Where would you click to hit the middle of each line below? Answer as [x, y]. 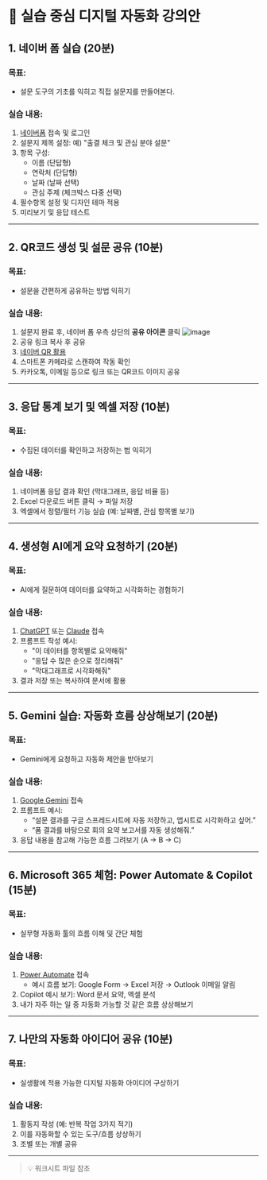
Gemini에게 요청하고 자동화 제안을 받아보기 [86, 759]
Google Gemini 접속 [51, 800]
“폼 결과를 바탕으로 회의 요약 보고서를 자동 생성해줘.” [113, 830]
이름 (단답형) [51, 163]
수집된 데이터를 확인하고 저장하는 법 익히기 [86, 450]
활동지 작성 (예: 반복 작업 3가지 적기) [76, 1124]
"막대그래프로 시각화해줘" [71, 671]
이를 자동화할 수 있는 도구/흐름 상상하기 [80, 1134]
